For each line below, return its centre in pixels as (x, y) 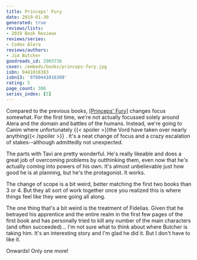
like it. (13, 239)
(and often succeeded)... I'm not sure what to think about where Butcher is (97, 227)
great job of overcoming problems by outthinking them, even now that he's (97, 160)
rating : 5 (18, 83)
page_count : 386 (26, 89)
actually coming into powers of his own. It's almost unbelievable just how (95, 166)
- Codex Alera (24, 45)
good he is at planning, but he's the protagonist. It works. (76, 173)
